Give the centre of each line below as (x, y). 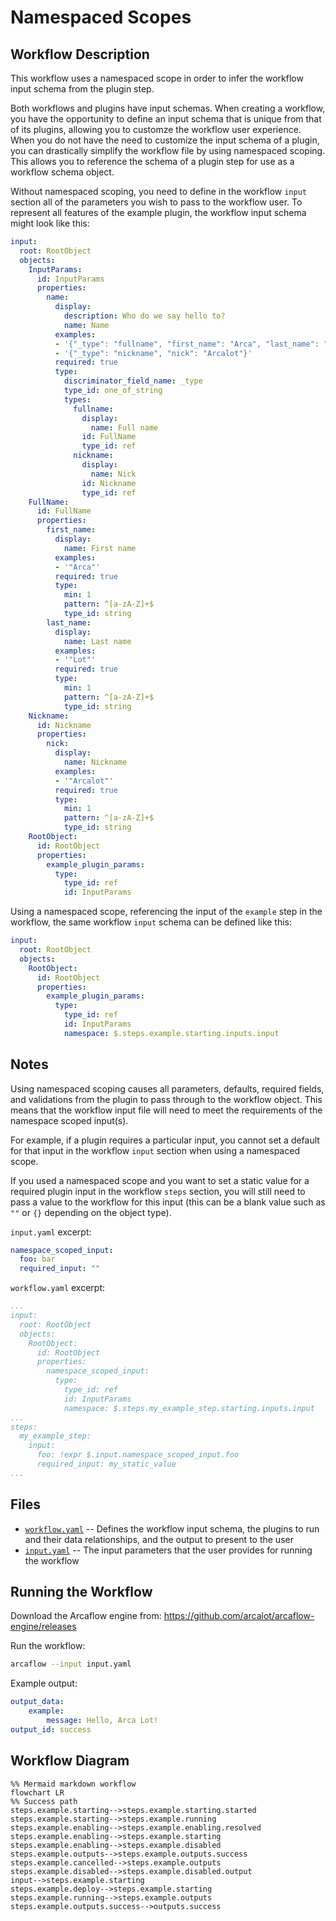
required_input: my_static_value (106, 1464)
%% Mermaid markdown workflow (73, 1784)
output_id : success (51, 1729)
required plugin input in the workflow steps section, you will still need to (158, 1191)
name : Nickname (95, 762)
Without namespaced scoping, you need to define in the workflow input (158, 191)
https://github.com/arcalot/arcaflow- (239, 1616)
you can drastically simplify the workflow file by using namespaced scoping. (168, 150)
